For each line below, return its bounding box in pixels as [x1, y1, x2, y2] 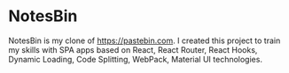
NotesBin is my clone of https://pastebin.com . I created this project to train [8, 35, 281, 46]
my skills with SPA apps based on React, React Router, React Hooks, [8, 44, 258, 55]
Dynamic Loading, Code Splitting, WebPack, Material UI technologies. [8, 54, 263, 64]
